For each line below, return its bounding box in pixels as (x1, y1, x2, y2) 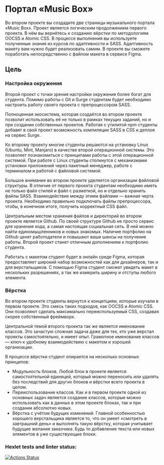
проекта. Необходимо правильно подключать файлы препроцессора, (5, 198, 152, 204)
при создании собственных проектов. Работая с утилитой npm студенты (5, 121, 158, 127)
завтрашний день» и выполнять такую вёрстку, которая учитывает (12, 420, 153, 426)
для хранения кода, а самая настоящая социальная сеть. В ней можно (5, 223, 154, 229)
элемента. (5, 274, 27, 281)
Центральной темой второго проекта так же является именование (5, 323, 145, 329)
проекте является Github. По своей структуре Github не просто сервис (5, 218, 154, 224)
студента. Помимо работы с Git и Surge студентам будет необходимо (5, 96, 152, 102)
